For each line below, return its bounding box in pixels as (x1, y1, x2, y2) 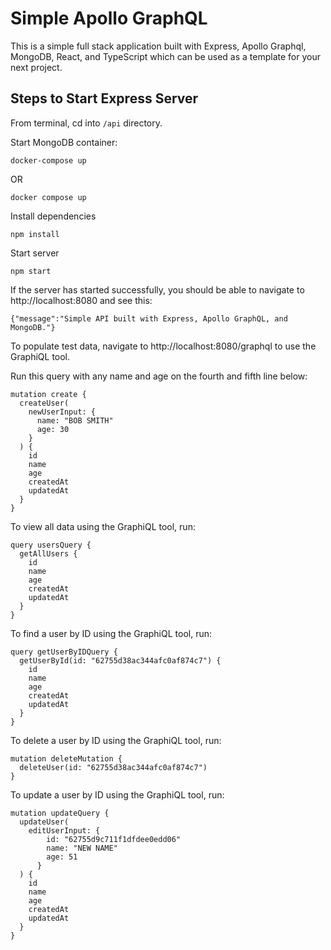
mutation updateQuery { (10, 808, 110, 818)
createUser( (19, 398, 70, 408)
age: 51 (46, 852, 78, 862)
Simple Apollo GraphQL (10, 7, 208, 30)
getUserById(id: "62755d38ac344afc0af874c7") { (19, 655, 222, 666)
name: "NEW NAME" (46, 843, 118, 853)
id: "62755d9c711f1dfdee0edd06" (46, 834, 182, 844)
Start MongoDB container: (10, 136, 118, 148)
